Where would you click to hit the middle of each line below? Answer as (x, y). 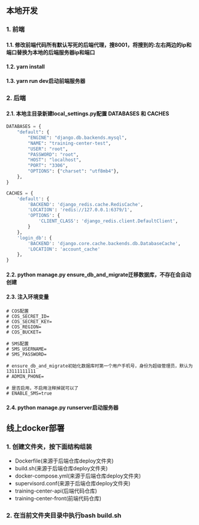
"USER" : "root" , (48, 149)
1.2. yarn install (25, 66)
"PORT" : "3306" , (48, 166)
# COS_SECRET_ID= (28, 317)
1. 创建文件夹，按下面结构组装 (49, 446)
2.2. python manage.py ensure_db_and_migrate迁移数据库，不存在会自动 (99, 275)
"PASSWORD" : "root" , (53, 154)
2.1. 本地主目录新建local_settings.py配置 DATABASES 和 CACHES (88, 114)
